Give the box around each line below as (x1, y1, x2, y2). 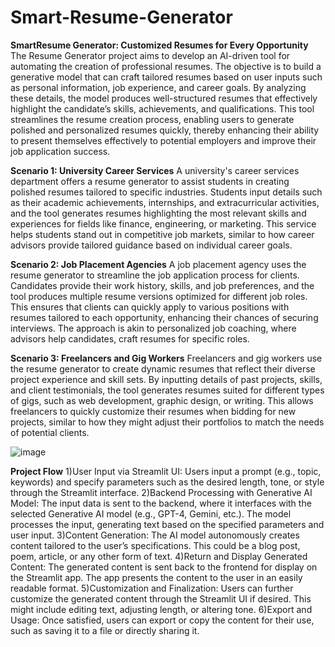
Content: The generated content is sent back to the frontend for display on (10, 561, 318, 573)
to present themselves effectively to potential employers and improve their (10, 134, 317, 146)
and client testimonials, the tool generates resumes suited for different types (10, 384, 325, 396)
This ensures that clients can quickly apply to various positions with (10, 301, 290, 313)
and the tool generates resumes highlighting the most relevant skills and (10, 207, 307, 219)
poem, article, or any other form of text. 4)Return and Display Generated (10, 550, 308, 562)
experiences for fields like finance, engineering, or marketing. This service (10, 217, 317, 230)
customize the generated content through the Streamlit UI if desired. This (10, 592, 312, 605)
